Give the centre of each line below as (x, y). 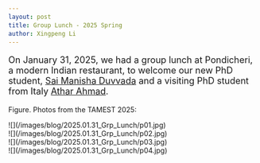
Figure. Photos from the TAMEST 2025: (72, 110)
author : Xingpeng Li (43, 33)
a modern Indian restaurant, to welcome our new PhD (120, 70)
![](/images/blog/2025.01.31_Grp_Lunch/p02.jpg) (88, 134)
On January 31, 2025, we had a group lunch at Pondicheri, (130, 60)
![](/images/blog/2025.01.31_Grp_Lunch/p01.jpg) (87, 125)
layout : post (30, 17)
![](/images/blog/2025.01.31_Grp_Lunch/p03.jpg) (88, 142)
